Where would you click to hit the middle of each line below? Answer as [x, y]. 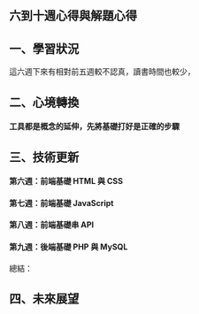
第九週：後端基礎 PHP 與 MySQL [69, 247]
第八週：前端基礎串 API [52, 225]
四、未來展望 [44, 299]
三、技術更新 [44, 157]
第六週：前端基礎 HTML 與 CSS [66, 181]
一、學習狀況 [44, 48]
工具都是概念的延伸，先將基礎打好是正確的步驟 [94, 126]
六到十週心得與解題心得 [73, 16]
